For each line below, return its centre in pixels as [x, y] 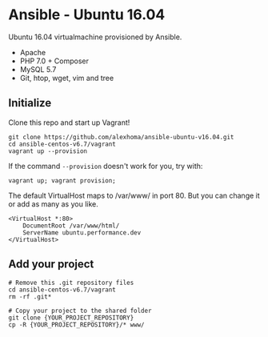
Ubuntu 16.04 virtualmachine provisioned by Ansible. [95, 37]
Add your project [51, 265]
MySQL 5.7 [38, 69]
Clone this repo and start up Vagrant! [69, 122]
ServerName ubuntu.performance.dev [82, 233]
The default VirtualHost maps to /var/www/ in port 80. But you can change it [134, 195]
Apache [33, 52]
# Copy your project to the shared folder [80, 311]
